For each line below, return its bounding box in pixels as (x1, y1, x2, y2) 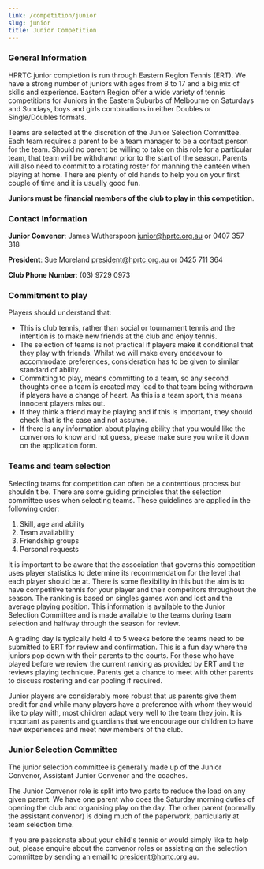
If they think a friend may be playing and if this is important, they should (19, 407, 253, 417)
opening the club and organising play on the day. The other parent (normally (8, 803, 256, 812)
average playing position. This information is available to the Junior (8, 602, 226, 611)
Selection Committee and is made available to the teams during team (8, 610, 232, 619)
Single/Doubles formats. (8, 112, 87, 122)
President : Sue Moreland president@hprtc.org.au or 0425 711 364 (8, 255, 223, 264)
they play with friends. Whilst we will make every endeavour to (19, 349, 223, 358)
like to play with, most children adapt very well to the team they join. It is (8, 708, 243, 717)
